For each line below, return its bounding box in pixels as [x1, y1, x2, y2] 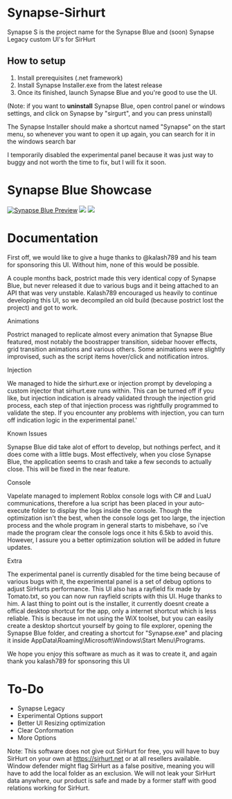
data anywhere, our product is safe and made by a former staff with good [7, 776, 217, 784]
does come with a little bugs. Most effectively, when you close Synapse [7, 450, 211, 458]
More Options [17, 733, 57, 742]
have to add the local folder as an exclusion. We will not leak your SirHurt [7, 769, 216, 777]
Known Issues [7, 429, 47, 438]
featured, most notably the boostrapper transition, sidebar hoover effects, [7, 337, 218, 345]
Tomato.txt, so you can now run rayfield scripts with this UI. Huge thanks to [7, 592, 222, 600]
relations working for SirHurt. [7, 784, 90, 792]
